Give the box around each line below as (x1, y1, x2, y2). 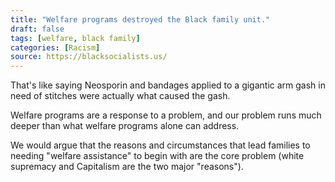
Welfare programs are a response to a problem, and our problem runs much (10, 109, 322, 121)
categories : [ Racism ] (10, 42, 101, 53)
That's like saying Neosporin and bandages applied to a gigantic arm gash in (10, 79, 326, 91)
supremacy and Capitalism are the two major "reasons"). (10, 161, 244, 173)
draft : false (10, 24, 65, 34)
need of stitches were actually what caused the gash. (10, 90, 231, 102)
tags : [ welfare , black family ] (10, 33, 141, 43)
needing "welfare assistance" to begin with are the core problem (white (10, 150, 305, 162)
